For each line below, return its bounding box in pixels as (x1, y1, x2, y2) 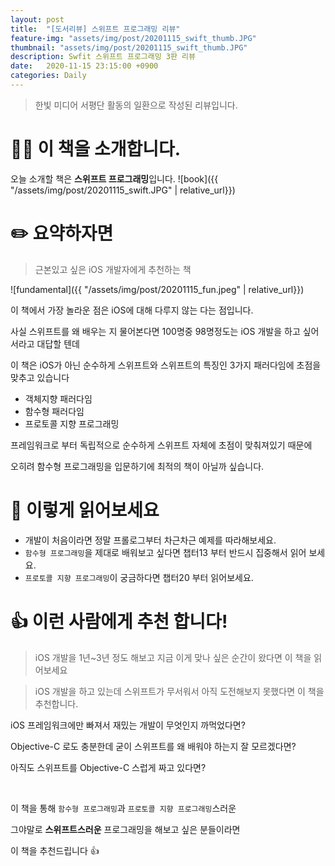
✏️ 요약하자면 (10, 222, 114, 245)
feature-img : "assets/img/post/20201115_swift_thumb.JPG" (10, 33, 257, 43)
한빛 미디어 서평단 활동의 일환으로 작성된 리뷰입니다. (34, 99, 238, 111)
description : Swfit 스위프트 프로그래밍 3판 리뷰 (10, 52, 196, 62)
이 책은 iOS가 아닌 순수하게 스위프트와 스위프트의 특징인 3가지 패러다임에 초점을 (10, 359, 322, 371)
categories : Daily (10, 71, 87, 81)
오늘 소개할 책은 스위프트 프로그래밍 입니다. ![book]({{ (10, 172, 219, 185)
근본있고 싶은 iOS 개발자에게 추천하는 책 (34, 263, 192, 275)
